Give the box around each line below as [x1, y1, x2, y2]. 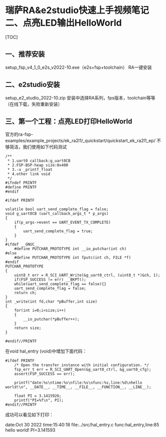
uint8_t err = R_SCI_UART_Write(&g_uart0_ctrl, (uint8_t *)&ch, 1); [14, 273, 160, 278]
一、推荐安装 [5, 50, 45, 58]
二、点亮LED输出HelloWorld [5, 17, 122, 29]
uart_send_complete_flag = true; [23, 229, 93, 234]
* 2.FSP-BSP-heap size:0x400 [7, 163, 69, 168]
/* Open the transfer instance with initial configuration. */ [14, 363, 149, 368]
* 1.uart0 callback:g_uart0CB [7, 158, 71, 163]
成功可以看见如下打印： [5, 412, 54, 418]
